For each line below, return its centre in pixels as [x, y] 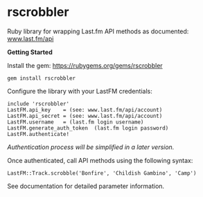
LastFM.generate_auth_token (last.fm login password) [88, 128]
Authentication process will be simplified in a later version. [91, 147]
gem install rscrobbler [42, 78]
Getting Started [30, 52]
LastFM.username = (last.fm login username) [76, 122]
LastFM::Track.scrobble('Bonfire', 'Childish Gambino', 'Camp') [102, 173]
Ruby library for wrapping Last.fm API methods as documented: [98, 31]
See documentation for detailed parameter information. [86, 186]
